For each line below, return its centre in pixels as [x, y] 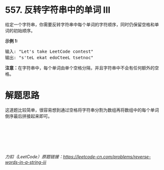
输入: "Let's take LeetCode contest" [49, 51]
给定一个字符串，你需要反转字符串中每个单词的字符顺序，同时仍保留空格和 [80, 24]
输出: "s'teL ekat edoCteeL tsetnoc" [49, 57]
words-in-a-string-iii [26, 162]
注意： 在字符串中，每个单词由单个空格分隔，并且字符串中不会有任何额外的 [80, 68]
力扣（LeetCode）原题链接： [34, 156]
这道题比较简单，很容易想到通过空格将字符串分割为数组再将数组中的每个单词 [82, 110]
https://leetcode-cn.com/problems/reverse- [107, 156]
